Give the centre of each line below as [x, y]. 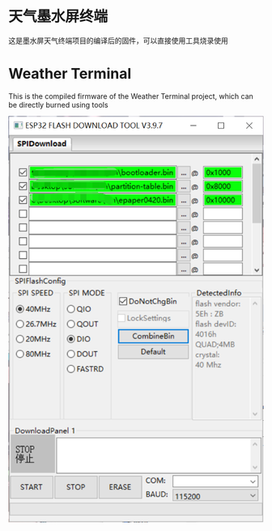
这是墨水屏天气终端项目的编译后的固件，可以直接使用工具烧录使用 [118, 40]
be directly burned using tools [58, 104]
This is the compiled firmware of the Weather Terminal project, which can [131, 96]
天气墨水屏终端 [58, 17]
